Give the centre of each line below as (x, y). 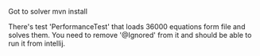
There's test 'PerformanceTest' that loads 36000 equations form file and (127, 26)
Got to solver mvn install (48, 11)
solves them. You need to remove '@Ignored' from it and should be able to (130, 35)
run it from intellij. (37, 43)
